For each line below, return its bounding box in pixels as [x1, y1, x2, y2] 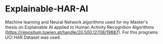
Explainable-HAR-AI [5, 3, 89, 14]
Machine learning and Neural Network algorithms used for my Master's [5, 19, 148, 25]
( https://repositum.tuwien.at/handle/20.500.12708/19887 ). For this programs [5, 29, 158, 35]
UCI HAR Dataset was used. [5, 34, 61, 40]
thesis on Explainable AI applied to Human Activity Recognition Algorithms [5, 24, 154, 30]
